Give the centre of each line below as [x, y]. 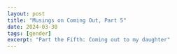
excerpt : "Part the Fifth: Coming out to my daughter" [89, 40]
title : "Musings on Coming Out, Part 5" [67, 20]
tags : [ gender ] [29, 33]
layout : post [26, 14]
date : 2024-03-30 [33, 27]
